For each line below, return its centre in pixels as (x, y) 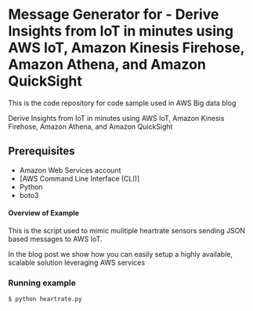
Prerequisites (42, 151)
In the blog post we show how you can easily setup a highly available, (121, 254)
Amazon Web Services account (70, 170)
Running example (42, 283)
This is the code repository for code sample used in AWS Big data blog (122, 103)
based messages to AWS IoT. (55, 239)
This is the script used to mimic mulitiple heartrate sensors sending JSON (127, 230)
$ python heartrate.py (45, 299)
